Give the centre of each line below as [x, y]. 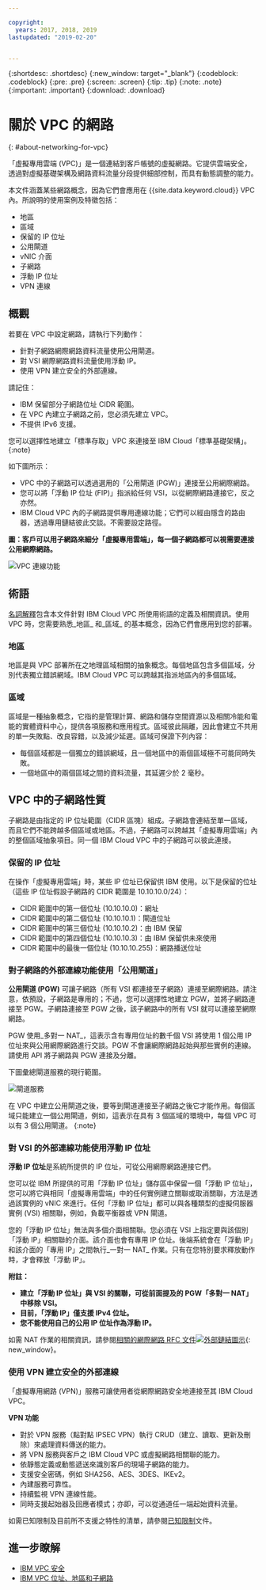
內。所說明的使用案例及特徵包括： [64, 200]
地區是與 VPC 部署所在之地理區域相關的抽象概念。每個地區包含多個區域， [128, 665]
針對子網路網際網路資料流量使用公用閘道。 [89, 351]
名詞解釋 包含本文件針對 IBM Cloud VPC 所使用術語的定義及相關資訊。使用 [129, 613]
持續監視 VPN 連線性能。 [60, 1493]
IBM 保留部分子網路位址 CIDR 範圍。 [79, 404]
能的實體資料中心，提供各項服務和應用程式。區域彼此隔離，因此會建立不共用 [133, 726]
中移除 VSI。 [40, 1303]
